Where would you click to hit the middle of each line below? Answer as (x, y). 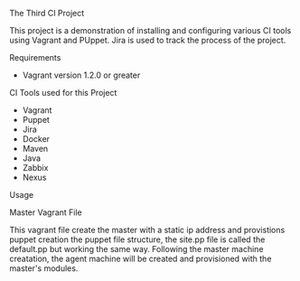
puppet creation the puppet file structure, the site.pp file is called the (137, 239)
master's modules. (44, 268)
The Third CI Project (47, 13)
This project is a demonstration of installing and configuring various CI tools (150, 30)
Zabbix (35, 168)
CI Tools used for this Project (63, 93)
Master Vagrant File (46, 212)
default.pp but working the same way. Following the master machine (136, 249)
